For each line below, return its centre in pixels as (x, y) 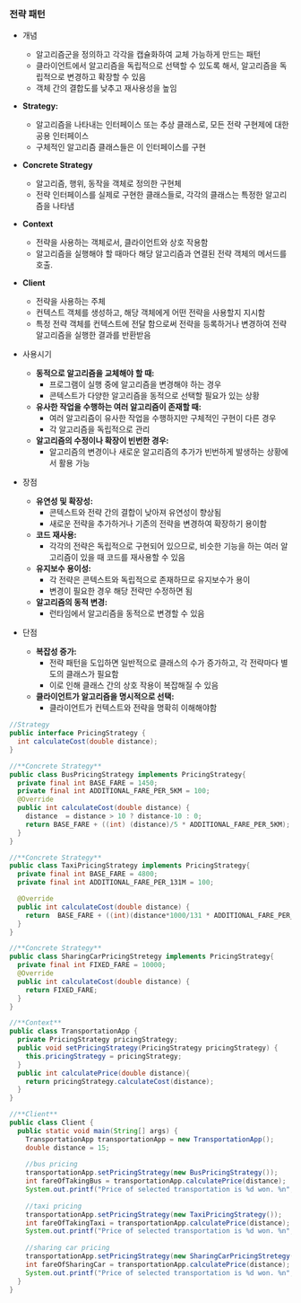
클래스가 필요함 (92, 674)
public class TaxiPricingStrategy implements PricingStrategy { (130, 866)
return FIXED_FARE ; (62, 990)
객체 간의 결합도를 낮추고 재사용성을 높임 (106, 88)
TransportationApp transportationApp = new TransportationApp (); (150, 1139)
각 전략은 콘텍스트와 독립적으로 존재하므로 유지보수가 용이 (150, 580)
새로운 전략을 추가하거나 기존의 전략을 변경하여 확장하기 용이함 (158, 524)
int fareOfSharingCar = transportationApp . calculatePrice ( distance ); (158, 1264)
